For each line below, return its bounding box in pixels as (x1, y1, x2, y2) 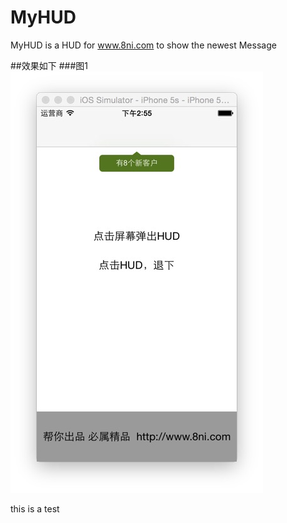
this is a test (10, 502, 60, 515)
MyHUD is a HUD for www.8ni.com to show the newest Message (10, 39, 277, 51)
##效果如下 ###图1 (10, 59, 88, 71)
